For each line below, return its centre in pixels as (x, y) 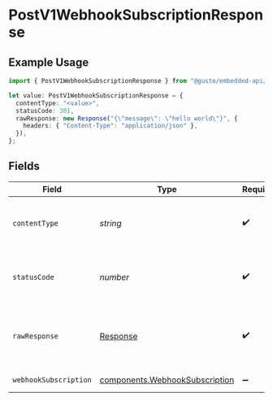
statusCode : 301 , (45, 111)
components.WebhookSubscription (167, 380)
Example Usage (49, 62)
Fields (24, 166)
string (110, 223)
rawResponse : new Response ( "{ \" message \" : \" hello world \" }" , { (127, 118)
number (115, 277)
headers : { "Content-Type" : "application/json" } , (110, 126)
